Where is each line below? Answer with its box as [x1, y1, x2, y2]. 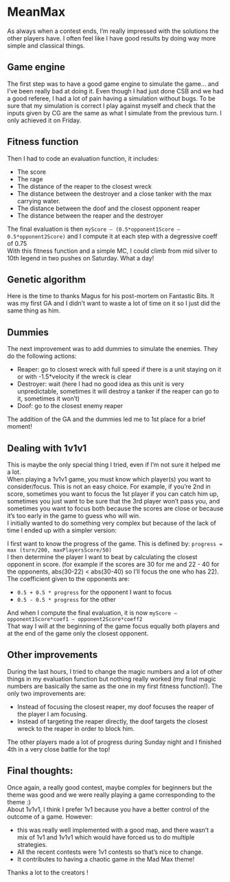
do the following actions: [7, 352, 77, 361]
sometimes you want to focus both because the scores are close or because [7, 504, 224, 512]
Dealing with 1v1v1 [7, 442, 87, 454]
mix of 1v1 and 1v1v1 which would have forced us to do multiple [16, 833, 195, 841]
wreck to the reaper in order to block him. [16, 724, 135, 732]
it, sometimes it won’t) [16, 394, 80, 403]
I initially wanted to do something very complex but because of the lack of [7, 519, 216, 527]
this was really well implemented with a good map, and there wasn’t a [16, 826, 214, 834]
